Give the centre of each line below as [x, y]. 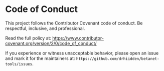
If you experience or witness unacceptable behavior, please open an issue [82, 53]
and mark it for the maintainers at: [40, 58]
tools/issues [19, 64]
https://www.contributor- [78, 38]
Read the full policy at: [28, 38]
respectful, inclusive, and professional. [45, 28]
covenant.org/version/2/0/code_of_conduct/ [51, 43]
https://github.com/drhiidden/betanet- [118, 58]
